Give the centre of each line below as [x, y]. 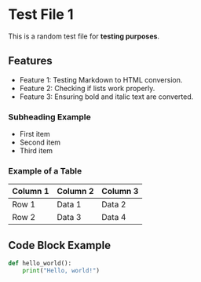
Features [30, 61]
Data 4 [114, 218]
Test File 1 [41, 15]
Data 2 [114, 204]
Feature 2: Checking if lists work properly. [87, 88]
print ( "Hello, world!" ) [61, 271]
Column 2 [75, 192]
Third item [36, 151]
